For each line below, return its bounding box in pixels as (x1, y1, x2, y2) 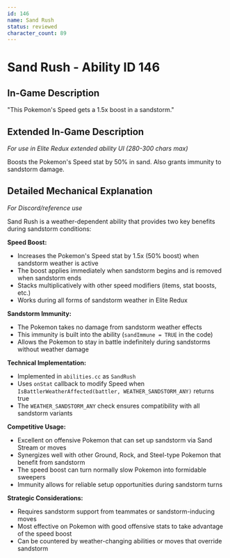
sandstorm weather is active (17, 259, 99, 267)
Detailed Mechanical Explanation (7, 185, 153, 197)
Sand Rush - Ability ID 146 (7, 60, 161, 75)
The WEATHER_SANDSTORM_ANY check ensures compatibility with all (17, 401, 200, 410)
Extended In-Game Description (7, 126, 145, 138)
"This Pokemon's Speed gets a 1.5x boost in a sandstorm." (7, 106, 175, 114)
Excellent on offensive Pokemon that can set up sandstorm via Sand (17, 436, 213, 444)
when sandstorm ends (17, 273, 82, 282)
